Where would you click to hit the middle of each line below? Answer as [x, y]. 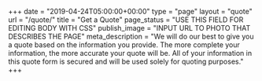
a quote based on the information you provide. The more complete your [124, 45]
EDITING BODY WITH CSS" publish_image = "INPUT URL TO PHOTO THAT [129, 28]
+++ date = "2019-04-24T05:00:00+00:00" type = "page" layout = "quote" [131, 11]
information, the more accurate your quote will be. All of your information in [130, 53]
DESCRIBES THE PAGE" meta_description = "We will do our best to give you [131, 36]
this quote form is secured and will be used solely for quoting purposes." [126, 61]
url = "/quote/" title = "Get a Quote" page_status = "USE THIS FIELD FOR [126, 20]
